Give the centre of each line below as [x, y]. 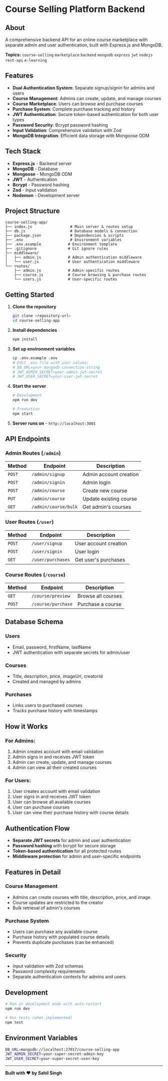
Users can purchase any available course [55, 932]
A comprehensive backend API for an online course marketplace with [76, 40]
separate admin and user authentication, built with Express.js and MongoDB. [84, 45]
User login [87, 551]
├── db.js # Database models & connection [71, 231]
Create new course [105, 491]
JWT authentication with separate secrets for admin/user [71, 652]
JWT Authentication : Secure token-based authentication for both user [85, 114]
